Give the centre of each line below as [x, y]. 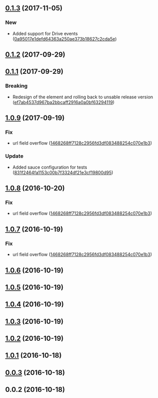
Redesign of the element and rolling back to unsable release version [83, 97]
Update [14, 156]
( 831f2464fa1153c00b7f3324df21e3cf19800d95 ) [63, 172]
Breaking [16, 86]
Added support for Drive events [45, 33]
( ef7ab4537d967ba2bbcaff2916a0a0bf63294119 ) [63, 102]
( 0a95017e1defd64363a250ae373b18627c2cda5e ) [64, 39]
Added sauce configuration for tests [50, 167]
